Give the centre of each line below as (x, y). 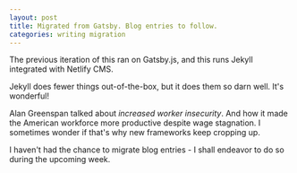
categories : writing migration (68, 34)
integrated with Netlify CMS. (61, 69)
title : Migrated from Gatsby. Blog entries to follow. (114, 26)
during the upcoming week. (60, 160)
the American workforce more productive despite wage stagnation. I (135, 123)
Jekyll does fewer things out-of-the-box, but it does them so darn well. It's (147, 87)
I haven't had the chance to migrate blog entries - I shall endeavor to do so (147, 150)
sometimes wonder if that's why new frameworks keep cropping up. (135, 133)
